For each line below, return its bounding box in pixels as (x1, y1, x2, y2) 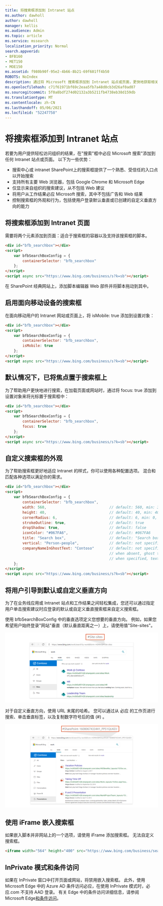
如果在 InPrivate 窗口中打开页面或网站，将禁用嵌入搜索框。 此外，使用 (5, 877, 146, 883)
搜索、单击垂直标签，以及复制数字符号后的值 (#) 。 (5, 714, 107, 719)
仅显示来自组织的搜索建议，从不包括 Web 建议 (12, 185, 105, 191)
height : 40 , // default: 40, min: (22, 510, 153, 515)
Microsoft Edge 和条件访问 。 (5, 895, 62, 901)
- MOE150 (5, 64, 23, 69)
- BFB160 (5, 54, 23, 59)
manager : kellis (5, 23, 38, 28)
